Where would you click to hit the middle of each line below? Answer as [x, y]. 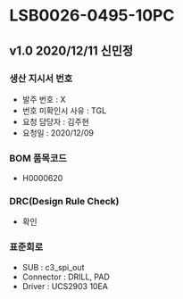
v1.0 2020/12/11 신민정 [71, 50]
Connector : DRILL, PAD [66, 277]
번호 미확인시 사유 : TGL [64, 110]
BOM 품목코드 [38, 158]
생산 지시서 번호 [41, 79]
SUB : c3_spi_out [53, 267]
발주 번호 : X [44, 99]
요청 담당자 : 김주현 [55, 121]
